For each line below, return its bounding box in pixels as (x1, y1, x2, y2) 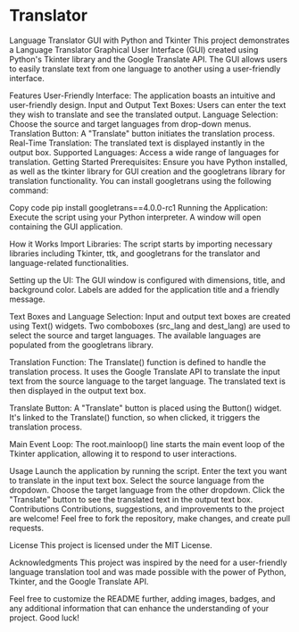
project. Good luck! (9, 612, 80, 623)
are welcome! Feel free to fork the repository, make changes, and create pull (9, 512, 291, 523)
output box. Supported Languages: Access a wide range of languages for (9, 146, 279, 157)
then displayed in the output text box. (9, 385, 146, 395)
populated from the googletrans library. (9, 339, 154, 350)
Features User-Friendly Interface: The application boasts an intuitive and (9, 90, 276, 101)
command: (9, 185, 49, 195)
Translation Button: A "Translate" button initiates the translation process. (9, 128, 275, 138)
